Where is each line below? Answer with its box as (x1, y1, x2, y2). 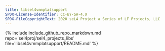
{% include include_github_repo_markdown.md (5, 30, 101, 36)
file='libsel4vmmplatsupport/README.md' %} (5, 41, 98, 47)
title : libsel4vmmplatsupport (5, 7, 68, 12)
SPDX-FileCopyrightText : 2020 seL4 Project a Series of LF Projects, (5, 16, 152, 21)
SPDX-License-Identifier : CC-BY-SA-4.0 (5, 12, 87, 17)
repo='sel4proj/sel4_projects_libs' (5, 35, 75, 41)
